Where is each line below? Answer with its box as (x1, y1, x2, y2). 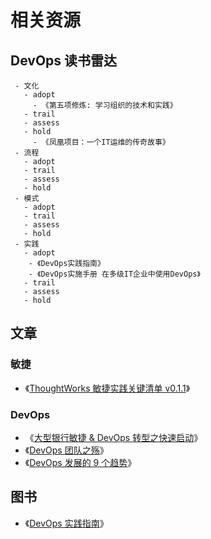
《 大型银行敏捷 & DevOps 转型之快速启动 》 (24, 431, 203, 443)
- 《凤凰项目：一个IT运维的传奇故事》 (32, 137, 170, 147)
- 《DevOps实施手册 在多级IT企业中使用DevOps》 (28, 269, 201, 279)
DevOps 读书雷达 (10, 52, 118, 69)
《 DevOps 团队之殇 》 (24, 444, 109, 456)
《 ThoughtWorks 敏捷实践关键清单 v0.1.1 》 (24, 382, 191, 394)
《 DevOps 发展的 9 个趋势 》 (24, 456, 137, 468)
